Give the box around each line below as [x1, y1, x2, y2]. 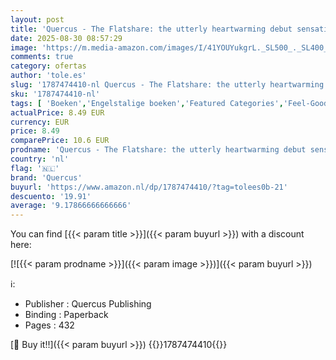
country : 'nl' [10, 154, 70, 164]
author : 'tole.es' [10, 71, 87, 81]
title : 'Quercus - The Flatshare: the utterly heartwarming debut [10, 24, 293, 34]
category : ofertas [10, 61, 87, 71]
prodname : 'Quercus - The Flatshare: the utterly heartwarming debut [10, 145, 307, 155]
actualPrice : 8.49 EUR [10, 107, 105, 118]
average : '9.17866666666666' [10, 201, 132, 211]
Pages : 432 [24, 319, 75, 331]
